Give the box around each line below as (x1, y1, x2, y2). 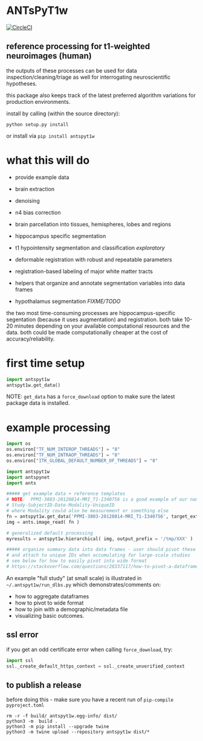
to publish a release (6, 680, 82, 690)
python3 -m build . (6, 719, 59, 725)
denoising (14, 197, 40, 204)
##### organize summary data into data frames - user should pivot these (6, 547, 196, 553)
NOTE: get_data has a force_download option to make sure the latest (6, 393, 175, 401)
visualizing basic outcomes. (14, 612, 85, 619)
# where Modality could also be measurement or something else (6, 508, 169, 514)
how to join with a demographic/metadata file (14, 605, 128, 613)
